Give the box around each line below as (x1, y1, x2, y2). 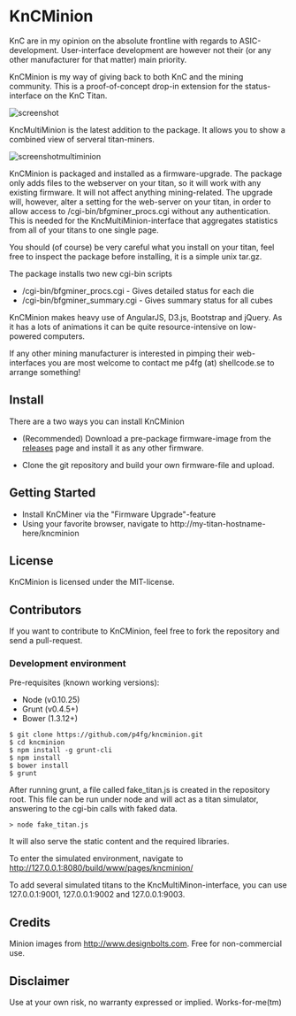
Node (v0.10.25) (21, 695, 80, 705)
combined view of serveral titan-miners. (9, 134, 155, 144)
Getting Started (9, 485, 96, 501)
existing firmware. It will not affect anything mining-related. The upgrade (9, 187, 274, 197)
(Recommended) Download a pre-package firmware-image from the (21, 433, 271, 443)
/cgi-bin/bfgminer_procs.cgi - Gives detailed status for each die (21, 285, 254, 296)
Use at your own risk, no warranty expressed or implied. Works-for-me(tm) (9, 997, 283, 1008)
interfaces (9, 357, 47, 368)
